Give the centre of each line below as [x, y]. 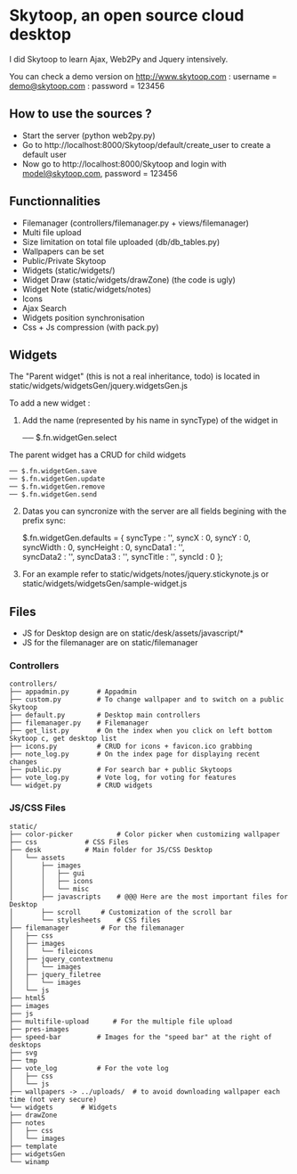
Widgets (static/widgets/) [68, 270]
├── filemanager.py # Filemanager [79, 723]
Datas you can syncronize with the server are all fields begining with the [154, 511]
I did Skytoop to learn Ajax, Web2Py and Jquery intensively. [119, 59]
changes [24, 762]
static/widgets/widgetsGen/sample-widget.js [104, 584]
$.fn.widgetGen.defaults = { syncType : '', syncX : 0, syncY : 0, [136, 538]
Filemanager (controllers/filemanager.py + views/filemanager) [135, 223]
